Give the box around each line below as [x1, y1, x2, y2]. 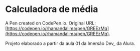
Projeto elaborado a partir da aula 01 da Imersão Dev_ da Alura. [5, 40, 135, 46]
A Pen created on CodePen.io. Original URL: [5, 20, 96, 26]
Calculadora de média [5, 3, 98, 15]
